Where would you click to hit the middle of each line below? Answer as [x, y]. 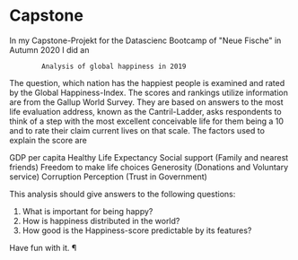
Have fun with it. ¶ [43, 247]
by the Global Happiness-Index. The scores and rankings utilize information [149, 92]
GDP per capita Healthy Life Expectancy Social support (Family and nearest [149, 157]
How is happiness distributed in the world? [101, 221]
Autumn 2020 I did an [49, 49]
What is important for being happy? [88, 211]
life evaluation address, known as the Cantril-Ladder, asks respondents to [145, 111]
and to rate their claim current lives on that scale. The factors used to [137, 130]
